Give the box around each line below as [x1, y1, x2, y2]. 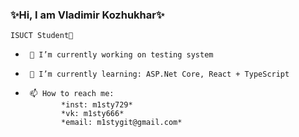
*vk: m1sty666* [61, 109, 125, 119]
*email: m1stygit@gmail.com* [61, 118, 183, 128]
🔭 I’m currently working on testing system [29, 50, 214, 60]
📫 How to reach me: [29, 89, 115, 99]
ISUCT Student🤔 [10, 31, 74, 41]
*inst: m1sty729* [61, 100, 133, 110]
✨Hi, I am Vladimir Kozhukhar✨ [10, 8, 165, 22]
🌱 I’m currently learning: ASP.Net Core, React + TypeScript [29, 69, 290, 80]
